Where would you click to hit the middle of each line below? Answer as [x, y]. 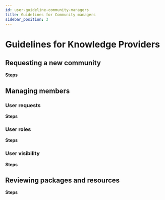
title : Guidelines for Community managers [50, 15]
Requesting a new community [53, 63]
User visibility [23, 154]
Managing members [38, 91]
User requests [23, 105]
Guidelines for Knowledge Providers [83, 44]
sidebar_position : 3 [27, 19]
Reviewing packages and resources [63, 181]
